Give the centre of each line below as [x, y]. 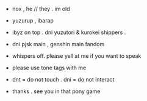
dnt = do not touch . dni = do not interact [63, 79]
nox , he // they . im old [41, 9]
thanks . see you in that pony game [56, 91]
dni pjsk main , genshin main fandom [58, 44]
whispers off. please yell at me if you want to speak [77, 56]
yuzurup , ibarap [33, 20]
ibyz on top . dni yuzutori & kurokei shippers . [69, 32]
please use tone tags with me [49, 68]
